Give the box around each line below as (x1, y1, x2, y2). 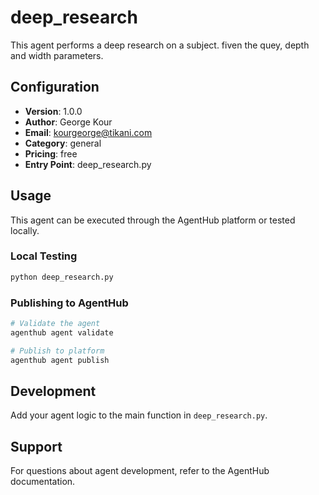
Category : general (24, 137, 102, 149)
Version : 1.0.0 (24, 105, 83, 117)
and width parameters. (10, 49, 104, 61)
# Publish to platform (10, 346, 105, 356)
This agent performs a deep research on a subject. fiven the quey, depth (10, 39, 310, 51)
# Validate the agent (10, 319, 101, 329)
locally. (10, 224, 40, 236)
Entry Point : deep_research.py (24, 158, 152, 170)
